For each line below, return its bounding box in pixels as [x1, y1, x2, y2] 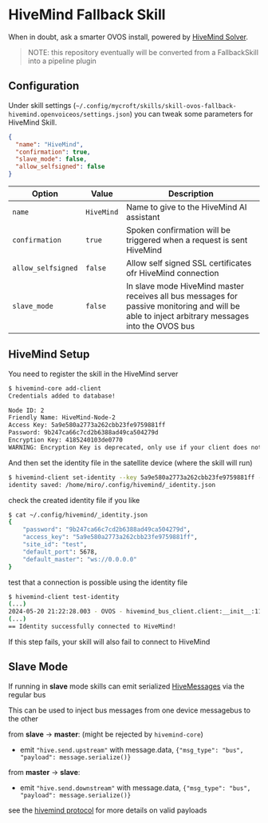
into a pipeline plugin [27, 56, 97, 66]
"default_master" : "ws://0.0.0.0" [22, 555, 137, 563]
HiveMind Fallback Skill [8, 6, 166, 24]
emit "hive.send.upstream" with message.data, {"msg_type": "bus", [19, 745, 244, 754]
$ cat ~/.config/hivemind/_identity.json [8, 510, 148, 519]
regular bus [8, 689, 46, 699]
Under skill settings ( [8, 100, 77, 110]
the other [8, 713, 38, 723]
